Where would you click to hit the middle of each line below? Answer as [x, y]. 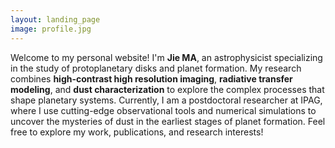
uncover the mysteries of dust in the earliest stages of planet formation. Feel [168, 121]
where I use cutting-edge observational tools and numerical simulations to [163, 110]
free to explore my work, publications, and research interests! [137, 132]
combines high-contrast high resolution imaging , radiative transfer [151, 78]
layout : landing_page [55, 19]
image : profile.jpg [51, 29]
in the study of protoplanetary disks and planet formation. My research [156, 68]
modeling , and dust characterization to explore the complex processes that [167, 89]
